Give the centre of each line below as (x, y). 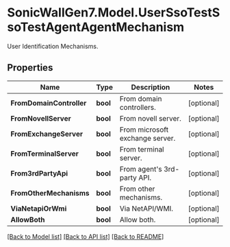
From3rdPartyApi (39, 173)
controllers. (138, 107)
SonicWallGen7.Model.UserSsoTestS (114, 13)
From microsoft (144, 130)
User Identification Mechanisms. (53, 46)
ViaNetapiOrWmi (39, 209)
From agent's (141, 169)
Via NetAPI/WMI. (146, 209)
